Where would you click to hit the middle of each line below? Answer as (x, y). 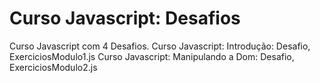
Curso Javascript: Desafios (125, 18)
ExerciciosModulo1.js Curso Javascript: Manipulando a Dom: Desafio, (152, 56)
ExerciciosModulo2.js (53, 67)
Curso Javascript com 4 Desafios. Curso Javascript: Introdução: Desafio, (160, 46)
